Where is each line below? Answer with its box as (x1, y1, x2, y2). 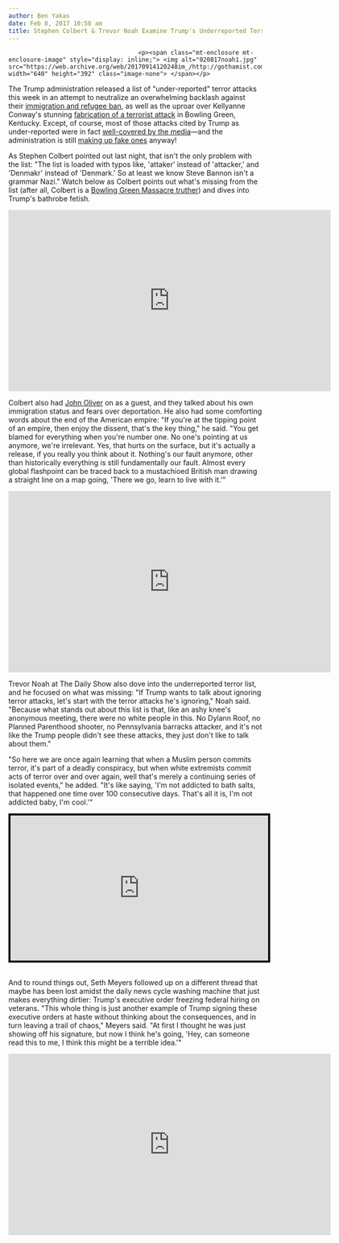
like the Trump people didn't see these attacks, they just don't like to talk (8, 730, 250, 740)
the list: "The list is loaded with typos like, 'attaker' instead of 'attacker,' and (8, 160, 259, 169)
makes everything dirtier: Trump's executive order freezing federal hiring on (8, 995, 260, 1004)
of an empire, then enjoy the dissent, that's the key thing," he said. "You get (8, 424, 259, 434)
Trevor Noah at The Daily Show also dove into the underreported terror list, (8, 679, 257, 689)
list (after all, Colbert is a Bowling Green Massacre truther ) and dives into (8, 185, 250, 195)
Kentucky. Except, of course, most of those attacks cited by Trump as (8, 118, 240, 128)
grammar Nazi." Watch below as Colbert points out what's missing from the (8, 177, 258, 186)
